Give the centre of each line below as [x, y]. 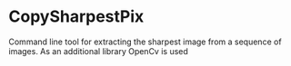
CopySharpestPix [76, 17]
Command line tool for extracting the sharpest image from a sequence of [145, 42]
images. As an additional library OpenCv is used [98, 51]
